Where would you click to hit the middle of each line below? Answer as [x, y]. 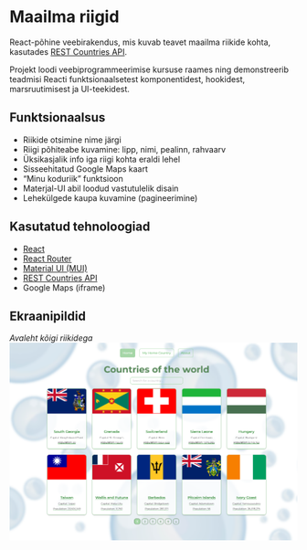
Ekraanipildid [48, 316]
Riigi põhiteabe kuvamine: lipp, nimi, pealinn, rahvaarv [124, 149]
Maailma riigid [64, 17]
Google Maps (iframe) [64, 287]
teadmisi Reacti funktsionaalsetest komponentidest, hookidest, [127, 79]
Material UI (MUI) [55, 268]
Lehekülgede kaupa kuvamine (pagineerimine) [110, 197]
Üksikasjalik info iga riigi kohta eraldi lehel [101, 159]
